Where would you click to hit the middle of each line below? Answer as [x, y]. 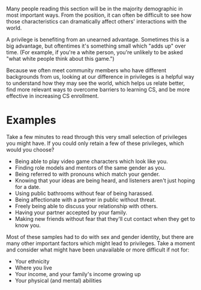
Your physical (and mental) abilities [58, 280]
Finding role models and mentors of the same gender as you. [90, 167]
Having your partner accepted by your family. [71, 212]
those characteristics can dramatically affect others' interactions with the [97, 21]
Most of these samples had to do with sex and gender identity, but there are [100, 236]
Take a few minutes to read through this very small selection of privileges [97, 137]
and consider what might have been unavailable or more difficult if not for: [98, 250]
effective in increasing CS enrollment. [52, 96]
